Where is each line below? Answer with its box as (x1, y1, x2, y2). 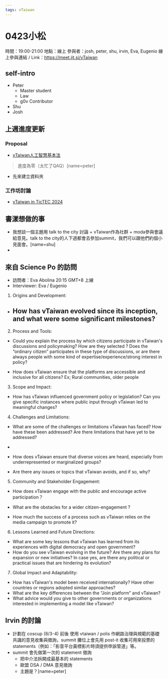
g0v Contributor (20, 98, 54, 104)
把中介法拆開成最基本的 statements (20, 655, 93, 661)
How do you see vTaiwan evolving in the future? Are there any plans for (12, 549, 160, 555)
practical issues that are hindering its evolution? (12, 560, 111, 566)
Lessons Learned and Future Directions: (12, 529, 95, 535)
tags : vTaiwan (5, 7, 35, 13)
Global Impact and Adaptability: (12, 569, 78, 575)
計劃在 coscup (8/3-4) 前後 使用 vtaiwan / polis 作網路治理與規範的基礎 (12, 630, 159, 636)
